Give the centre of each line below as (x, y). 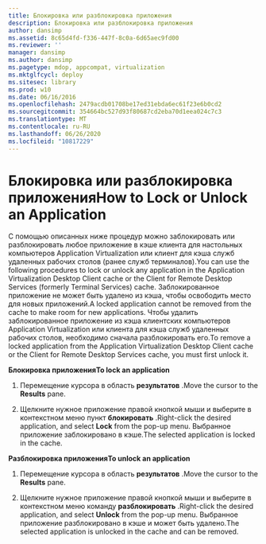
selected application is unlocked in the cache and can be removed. (129, 532)
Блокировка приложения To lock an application (89, 370)
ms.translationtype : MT (48, 119)
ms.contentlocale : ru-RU (49, 126)
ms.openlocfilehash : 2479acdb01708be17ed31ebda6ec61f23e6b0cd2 (115, 104)
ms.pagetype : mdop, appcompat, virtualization (87, 68)
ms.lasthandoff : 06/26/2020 (55, 134)
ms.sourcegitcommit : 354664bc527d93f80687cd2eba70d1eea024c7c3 (115, 112)
